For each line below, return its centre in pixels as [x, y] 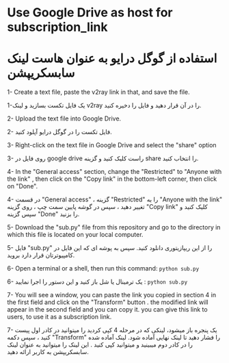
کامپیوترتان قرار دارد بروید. [41, 255]
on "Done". [23, 186]
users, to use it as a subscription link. [59, 317]
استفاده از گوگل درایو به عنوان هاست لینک [112, 59]
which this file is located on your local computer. [75, 235]
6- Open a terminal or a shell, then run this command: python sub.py [103, 268]
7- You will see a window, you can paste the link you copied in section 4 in [112, 295]
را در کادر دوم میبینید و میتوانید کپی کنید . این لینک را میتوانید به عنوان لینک [100, 345]
